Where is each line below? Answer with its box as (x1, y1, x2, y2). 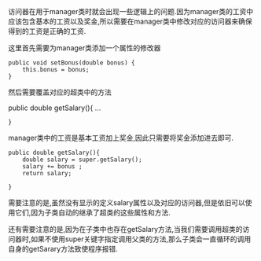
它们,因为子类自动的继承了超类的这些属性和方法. (14, 208, 171, 217)
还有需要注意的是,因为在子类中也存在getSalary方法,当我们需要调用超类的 (8, 225, 243, 233)
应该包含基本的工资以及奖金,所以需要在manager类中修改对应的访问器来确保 (8, 17, 253, 26)
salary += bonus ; (22, 163, 83, 171)
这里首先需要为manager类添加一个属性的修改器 (8, 43, 161, 53)
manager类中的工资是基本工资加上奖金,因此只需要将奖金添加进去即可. (8, 133, 234, 142)
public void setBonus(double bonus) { (8, 59, 135, 67)
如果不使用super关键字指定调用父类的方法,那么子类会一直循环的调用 (31, 234, 252, 244)
